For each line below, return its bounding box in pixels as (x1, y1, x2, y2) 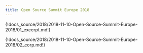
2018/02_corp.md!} (5, 41, 46, 48)
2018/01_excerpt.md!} (5, 26, 51, 33)
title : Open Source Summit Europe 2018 (5, 7, 90, 13)
